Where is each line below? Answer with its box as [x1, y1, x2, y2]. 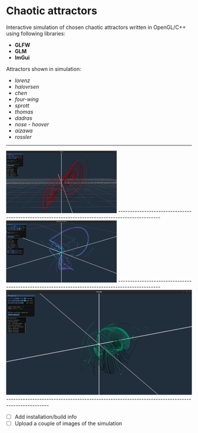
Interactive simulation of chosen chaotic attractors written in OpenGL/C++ [6, 24, 186, 31]
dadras [14, 114, 32, 122]
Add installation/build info [14, 413, 77, 420]
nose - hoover [14, 121, 49, 128]
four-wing [14, 96, 39, 103]
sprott [14, 102, 29, 109]
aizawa [14, 127, 33, 134]
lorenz [14, 77, 31, 84]
